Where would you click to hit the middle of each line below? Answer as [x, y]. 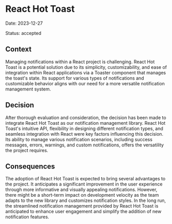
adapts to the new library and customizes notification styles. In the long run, [85, 200]
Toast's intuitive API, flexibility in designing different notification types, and [84, 128]
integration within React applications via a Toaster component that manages [85, 72]
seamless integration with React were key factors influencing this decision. [84, 134]
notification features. [27, 217]
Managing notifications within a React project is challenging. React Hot [80, 62]
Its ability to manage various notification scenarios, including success [79, 139]
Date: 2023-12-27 [24, 23]
